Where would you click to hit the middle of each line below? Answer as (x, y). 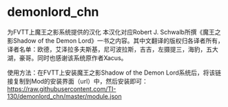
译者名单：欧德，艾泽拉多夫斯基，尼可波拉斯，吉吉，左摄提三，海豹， (107, 49)
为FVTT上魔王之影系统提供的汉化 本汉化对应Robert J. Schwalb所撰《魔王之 (114, 32)
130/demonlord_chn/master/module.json (64, 96)
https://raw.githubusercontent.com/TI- (62, 89)
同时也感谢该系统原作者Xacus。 (82, 58)
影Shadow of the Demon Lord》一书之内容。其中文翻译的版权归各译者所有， (115, 40)
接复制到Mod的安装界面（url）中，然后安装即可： (77, 81)
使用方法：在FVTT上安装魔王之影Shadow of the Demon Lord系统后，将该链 (114, 72)
